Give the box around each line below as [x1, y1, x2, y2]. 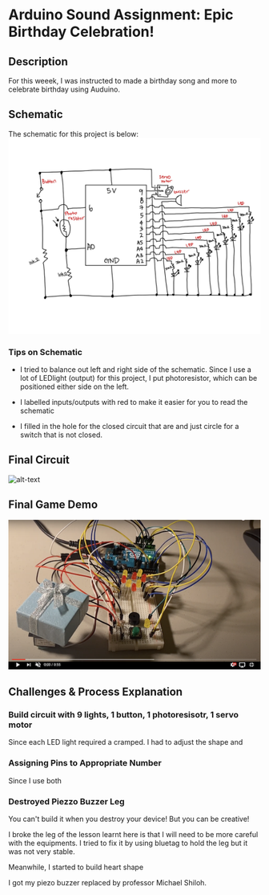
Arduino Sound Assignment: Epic [8, 6, 234, 24]
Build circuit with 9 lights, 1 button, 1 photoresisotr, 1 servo [8, 709, 239, 721]
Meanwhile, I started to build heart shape [8, 862, 144, 873]
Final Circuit [8, 453, 70, 467]
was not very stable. [8, 847, 75, 856]
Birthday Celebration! [8, 22, 155, 41]
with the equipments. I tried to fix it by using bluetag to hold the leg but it [8, 838, 248, 848]
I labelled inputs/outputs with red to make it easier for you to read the [19, 397, 248, 407]
